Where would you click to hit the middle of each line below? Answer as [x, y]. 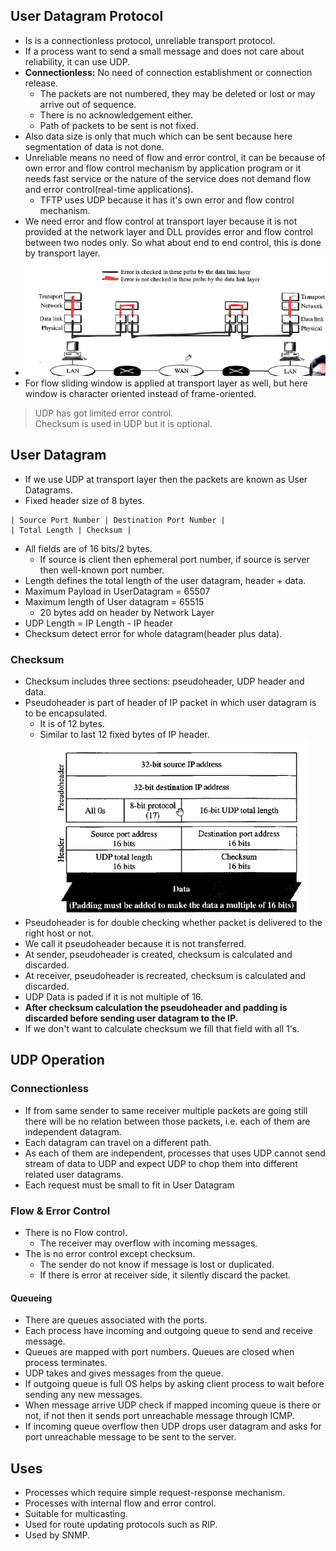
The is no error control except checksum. [110, 1253]
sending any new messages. [83, 1395]
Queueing [31, 1298]
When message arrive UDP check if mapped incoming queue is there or [173, 1405]
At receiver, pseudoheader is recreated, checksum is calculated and [165, 975]
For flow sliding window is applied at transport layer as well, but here [166, 383]
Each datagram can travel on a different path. [118, 1142]
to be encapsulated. [66, 713]
